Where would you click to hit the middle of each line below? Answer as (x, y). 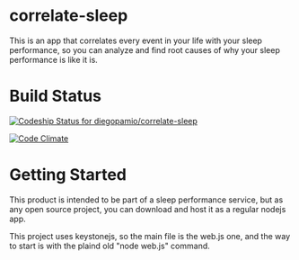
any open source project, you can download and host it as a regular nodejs (148, 209)
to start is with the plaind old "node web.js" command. (110, 246)
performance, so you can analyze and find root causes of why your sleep (145, 49)
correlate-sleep (69, 16)
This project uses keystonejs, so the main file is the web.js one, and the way (150, 236)
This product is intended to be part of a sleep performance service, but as (146, 200)
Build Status (55, 96)
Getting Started (68, 175)
